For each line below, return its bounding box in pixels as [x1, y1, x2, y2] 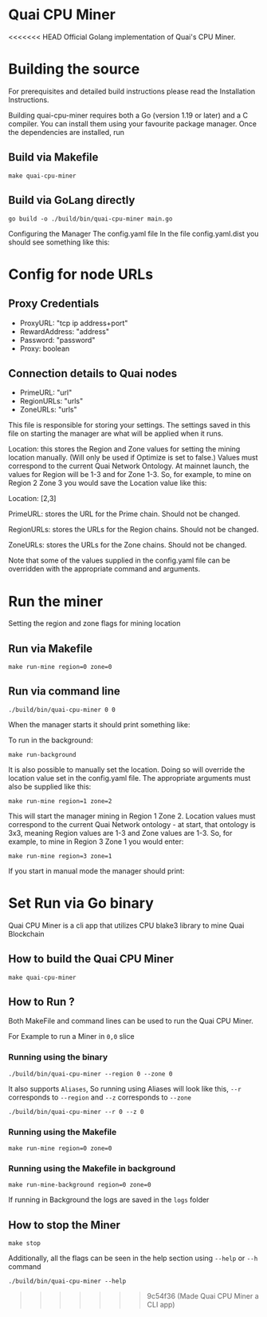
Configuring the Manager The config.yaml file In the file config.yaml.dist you [8, 229, 259, 238]
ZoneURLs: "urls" [19, 405, 77, 415]
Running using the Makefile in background [8, 1163, 176, 1174]
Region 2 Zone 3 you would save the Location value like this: [8, 478, 207, 488]
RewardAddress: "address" [19, 326, 110, 336]
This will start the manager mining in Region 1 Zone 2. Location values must [8, 811, 256, 821]
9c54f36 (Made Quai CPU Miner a [147, 1291, 259, 1301]
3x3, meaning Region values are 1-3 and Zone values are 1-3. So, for [8, 828, 233, 838]
